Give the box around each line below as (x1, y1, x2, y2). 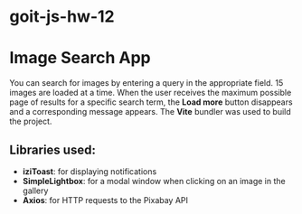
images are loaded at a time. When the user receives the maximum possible (9, 88, 292, 98)
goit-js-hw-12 (9, 6, 115, 27)
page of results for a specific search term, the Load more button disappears (9, 97, 293, 107)
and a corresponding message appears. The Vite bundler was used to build (9, 107, 291, 117)
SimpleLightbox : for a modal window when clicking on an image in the (22, 175, 287, 186)
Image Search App (9, 48, 151, 69)
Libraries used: (9, 142, 97, 157)
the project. (9, 116, 52, 127)
